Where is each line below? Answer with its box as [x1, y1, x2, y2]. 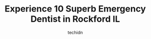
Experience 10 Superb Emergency [4, 3, 146, 14]
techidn [67, 29, 83, 35]
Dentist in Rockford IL [30, 13, 121, 25]
